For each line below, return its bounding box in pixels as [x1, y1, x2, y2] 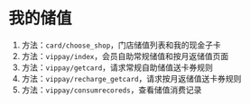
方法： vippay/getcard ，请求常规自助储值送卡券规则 [21, 62, 214, 73]
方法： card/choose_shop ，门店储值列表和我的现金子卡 [21, 39, 222, 50]
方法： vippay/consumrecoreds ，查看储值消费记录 [21, 84, 202, 95]
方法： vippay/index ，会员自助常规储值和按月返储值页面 [21, 50, 229, 61]
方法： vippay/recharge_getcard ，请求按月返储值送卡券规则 [21, 73, 242, 83]
